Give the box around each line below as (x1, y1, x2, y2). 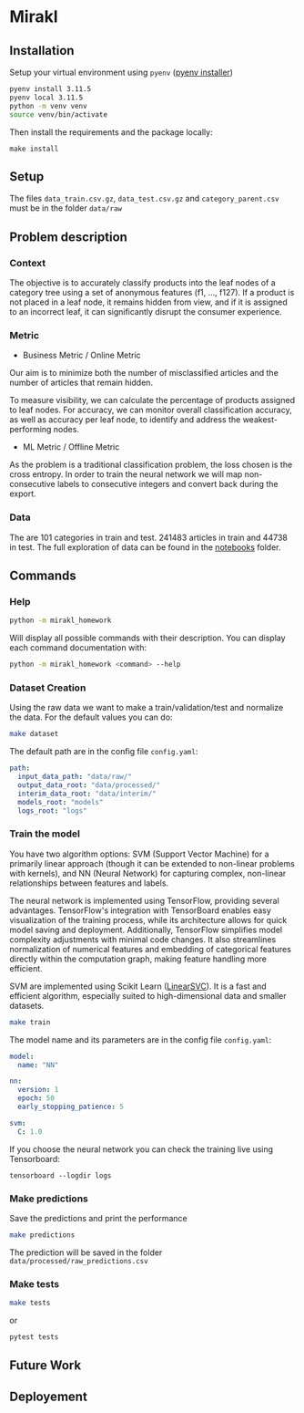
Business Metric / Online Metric (22, 349, 141, 361)
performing (9, 424, 52, 435)
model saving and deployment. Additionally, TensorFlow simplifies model (9, 924, 283, 935)
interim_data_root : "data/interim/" (17, 789, 157, 798)
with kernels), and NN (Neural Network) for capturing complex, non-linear (9, 868, 287, 878)
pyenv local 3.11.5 (9, 93, 84, 102)
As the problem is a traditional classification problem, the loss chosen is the (9, 459, 293, 471)
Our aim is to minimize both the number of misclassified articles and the (9, 368, 279, 379)
